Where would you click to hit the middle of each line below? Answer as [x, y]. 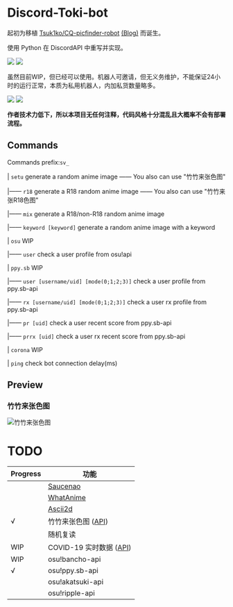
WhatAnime [67, 498]
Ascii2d [60, 509]
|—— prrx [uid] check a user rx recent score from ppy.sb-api [96, 336]
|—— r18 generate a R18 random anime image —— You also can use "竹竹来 [116, 191]
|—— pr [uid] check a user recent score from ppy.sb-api [89, 323]
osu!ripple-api [71, 593]
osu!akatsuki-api [76, 582]
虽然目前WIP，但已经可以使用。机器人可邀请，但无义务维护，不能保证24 [111, 76]
